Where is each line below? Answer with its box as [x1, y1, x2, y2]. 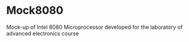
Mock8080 [6, 4, 64, 17]
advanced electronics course [6, 29, 79, 37]
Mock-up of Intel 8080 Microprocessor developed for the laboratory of [6, 23, 183, 31]
